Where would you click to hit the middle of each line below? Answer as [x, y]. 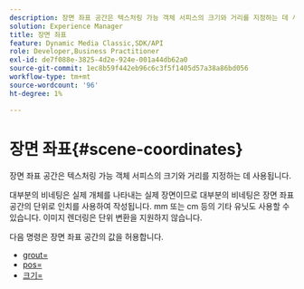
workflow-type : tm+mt [50, 77]
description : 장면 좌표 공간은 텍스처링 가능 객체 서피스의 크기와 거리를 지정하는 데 [149, 18]
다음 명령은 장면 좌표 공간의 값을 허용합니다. [87, 237]
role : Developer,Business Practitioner [85, 52]
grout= [35, 255]
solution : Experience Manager [66, 26]
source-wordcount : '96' [54, 85]
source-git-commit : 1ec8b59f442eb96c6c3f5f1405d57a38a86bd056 [129, 69]
